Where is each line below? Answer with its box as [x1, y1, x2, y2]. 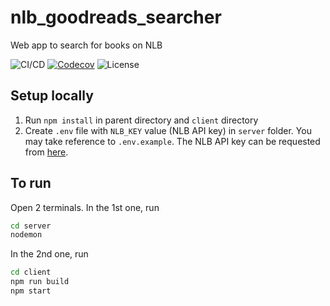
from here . [24, 146, 69, 158]
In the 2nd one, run [10, 248, 89, 260]
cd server [10, 221, 52, 231]
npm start [10, 286, 52, 296]
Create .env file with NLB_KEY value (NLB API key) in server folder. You [24, 124, 312, 136]
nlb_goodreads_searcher [10, 6, 222, 29]
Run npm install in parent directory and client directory [24, 114, 259, 126]
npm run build [10, 277, 70, 287]
